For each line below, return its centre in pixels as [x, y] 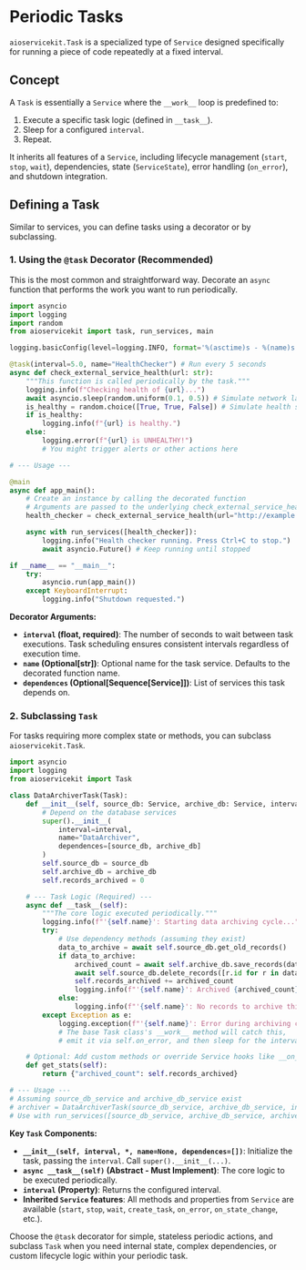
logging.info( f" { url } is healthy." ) [112, 424]
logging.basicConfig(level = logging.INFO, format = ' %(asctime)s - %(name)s [153, 348]
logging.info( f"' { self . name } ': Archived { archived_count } [187, 990]
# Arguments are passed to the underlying [107, 507]
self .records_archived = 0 [93, 880]
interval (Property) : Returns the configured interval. [122, 1189]
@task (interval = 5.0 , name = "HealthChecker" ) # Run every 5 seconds [138, 365]
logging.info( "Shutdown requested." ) [113, 599]
